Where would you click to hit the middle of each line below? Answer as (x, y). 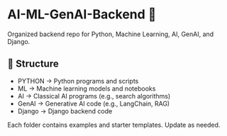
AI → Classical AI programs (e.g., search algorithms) (94, 96)
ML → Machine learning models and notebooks (87, 89)
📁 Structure (33, 64)
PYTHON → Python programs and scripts (78, 81)
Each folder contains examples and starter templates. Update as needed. (114, 125)
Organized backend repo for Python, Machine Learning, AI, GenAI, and (111, 34)
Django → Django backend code (65, 111)
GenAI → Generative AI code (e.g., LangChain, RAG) (94, 103)
